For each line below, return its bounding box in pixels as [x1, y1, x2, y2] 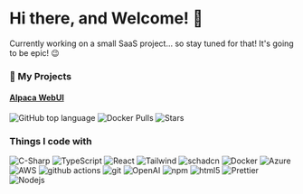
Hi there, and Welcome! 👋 [9, 8, 204, 29]
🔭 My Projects [9, 69, 72, 82]
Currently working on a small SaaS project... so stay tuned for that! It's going [9, 38, 294, 49]
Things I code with [9, 134, 92, 147]
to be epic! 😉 [9, 47, 61, 58]
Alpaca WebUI [9, 92, 65, 103]
